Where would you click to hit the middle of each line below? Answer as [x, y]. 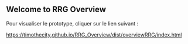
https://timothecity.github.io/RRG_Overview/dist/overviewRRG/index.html [94, 35]
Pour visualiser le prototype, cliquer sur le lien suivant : [72, 23]
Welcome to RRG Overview [56, 10]
